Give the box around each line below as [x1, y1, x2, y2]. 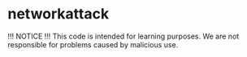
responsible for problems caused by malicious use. [7, 39, 179, 49]
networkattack [7, 5, 110, 23]
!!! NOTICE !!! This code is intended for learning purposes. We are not [7, 31, 240, 41]
